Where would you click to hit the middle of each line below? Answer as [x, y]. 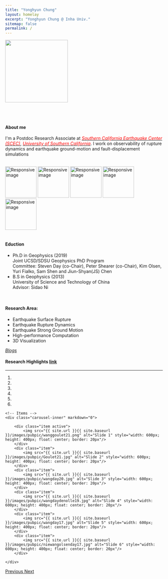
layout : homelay [22, 14]
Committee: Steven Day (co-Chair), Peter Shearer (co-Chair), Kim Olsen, [87, 266]
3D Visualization [29, 340]
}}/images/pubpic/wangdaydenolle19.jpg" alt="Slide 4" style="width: [79, 500]
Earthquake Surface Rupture [42, 319]
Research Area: [22, 308]
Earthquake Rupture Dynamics [44, 324]
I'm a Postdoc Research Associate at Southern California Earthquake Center [84, 138]
